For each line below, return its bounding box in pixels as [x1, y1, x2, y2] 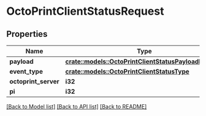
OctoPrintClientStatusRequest [6, 4, 164, 18]
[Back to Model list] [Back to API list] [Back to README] [6, 103, 147, 110]
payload [9, 57, 34, 66]
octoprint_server [9, 77, 59, 85]
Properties [6, 29, 48, 39]
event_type [9, 68, 43, 75]
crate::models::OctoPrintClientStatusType [65, 68, 190, 75]
